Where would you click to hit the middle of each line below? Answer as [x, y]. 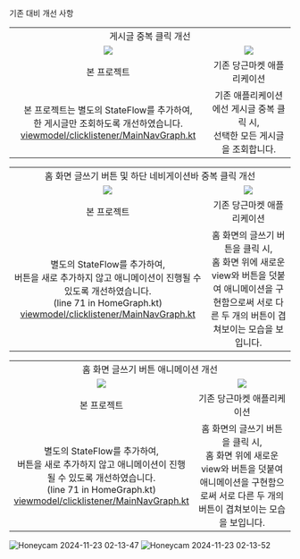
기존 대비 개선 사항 [42, 13]
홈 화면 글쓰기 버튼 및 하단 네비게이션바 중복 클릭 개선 [150, 176]
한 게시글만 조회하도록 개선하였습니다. [108, 123]
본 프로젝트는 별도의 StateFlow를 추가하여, [108, 110]
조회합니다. [254, 149]
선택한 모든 [235, 136]
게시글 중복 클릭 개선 [150, 36]
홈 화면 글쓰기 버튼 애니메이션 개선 [150, 369]
